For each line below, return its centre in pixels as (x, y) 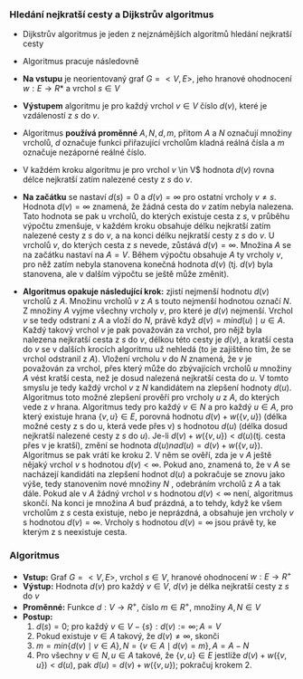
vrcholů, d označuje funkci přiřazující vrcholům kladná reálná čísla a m (153, 143)
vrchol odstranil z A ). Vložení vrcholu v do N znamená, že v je (137, 359)
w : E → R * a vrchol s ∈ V (71, 89)
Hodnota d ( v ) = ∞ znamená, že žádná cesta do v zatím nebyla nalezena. (158, 206)
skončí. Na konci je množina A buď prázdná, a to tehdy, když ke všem (152, 503)
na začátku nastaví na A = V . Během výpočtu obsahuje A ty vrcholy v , (152, 255)
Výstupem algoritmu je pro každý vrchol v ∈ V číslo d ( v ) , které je (145, 106)
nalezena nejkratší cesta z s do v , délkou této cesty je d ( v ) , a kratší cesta (158, 339)
